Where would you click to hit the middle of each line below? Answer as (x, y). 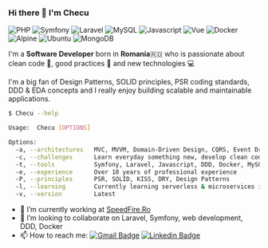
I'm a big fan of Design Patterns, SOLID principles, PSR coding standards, (129, 82)
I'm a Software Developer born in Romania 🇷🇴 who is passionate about (126, 54)
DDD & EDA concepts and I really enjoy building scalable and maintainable (130, 90)
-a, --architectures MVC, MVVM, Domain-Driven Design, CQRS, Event (133, 150)
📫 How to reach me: (54, 235)
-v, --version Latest (65, 195)
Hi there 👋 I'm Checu (49, 13)
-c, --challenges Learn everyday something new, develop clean (132, 157)
